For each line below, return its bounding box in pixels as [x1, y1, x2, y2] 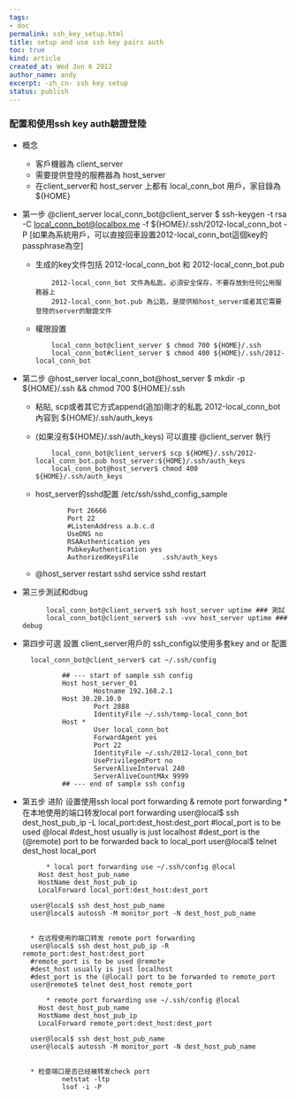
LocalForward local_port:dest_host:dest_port [38, 886, 209, 895]
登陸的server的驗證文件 [34, 306, 112, 315]
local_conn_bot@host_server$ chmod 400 [51, 464, 199, 473]
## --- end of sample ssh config [61, 780, 186, 788]
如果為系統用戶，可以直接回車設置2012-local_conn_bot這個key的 [32, 229, 268, 240]
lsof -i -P [61, 1082, 102, 1091]
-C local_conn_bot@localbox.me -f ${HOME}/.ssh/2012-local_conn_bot [21, 219, 282, 229]
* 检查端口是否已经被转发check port [30, 1067, 150, 1076]
